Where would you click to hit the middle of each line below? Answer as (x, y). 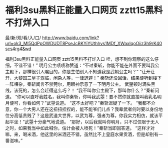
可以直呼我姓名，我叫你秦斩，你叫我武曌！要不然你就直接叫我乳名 (89, 96)
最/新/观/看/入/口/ (23, 38)
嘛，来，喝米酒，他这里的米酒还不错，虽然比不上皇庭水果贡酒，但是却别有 (82, 134)
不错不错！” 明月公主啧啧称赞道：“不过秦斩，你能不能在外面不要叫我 (84, 65)
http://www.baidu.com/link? (71, 38)
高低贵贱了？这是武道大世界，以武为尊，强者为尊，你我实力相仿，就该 (86, 115)
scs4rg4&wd (18, 49)
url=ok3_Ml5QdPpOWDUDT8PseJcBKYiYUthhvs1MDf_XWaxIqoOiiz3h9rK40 (84, 43)
